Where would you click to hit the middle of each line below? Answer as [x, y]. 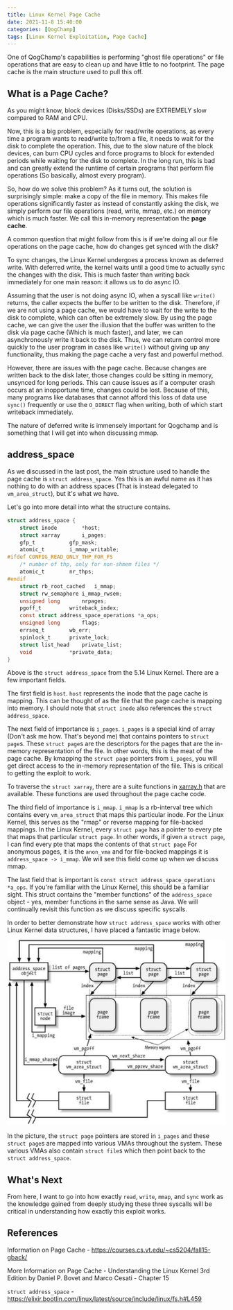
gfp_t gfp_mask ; [59, 542]
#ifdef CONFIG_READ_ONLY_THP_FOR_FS [60, 557]
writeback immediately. [41, 412]
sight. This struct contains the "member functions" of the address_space [110, 895]
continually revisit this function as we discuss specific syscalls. [97, 909]
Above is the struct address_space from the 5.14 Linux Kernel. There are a [113, 673]
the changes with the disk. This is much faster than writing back [98, 275]
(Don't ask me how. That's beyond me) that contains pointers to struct [108, 736]
